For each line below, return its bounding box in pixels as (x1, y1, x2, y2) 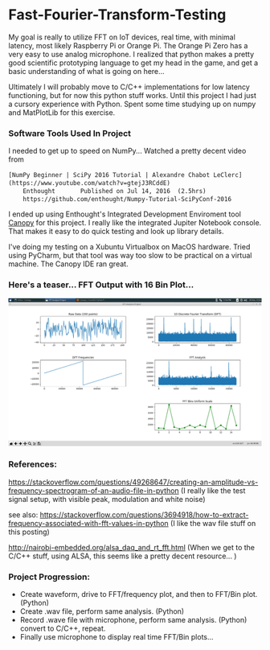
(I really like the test (180, 485, 246, 496)
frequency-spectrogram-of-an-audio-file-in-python (8, 485, 179, 496)
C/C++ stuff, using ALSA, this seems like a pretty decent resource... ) (8, 551, 237, 561)
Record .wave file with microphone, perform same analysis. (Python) (19, 615, 247, 624)
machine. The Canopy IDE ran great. (8, 259, 129, 269)
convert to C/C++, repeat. (19, 623, 106, 633)
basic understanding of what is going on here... (8, 66, 165, 76)
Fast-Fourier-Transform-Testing (8, 6, 227, 24)
